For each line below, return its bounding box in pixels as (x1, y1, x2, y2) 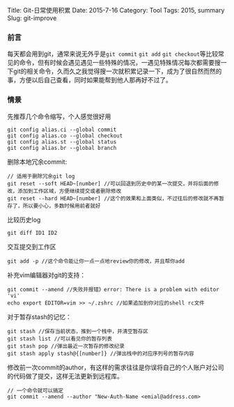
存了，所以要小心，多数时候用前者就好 (7, 202, 101, 209)
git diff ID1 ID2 (7, 229, 58, 236)
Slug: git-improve (7, 14, 57, 22)
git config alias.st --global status (7, 138, 117, 145)
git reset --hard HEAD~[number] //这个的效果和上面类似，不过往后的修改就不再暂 (7, 194, 224, 202)
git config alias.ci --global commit (7, 126, 117, 133)
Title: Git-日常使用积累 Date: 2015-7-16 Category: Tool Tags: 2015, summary (7, 6, 225, 14)
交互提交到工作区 (7, 243, 56, 251)
